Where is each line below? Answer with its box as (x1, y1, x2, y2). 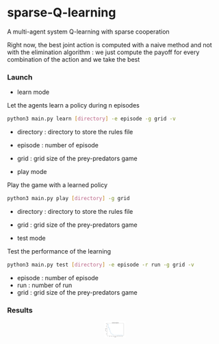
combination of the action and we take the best (7, 55, 140, 63)
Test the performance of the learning (7, 247, 112, 255)
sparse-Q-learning (7, 5, 116, 21)
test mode (16, 234, 46, 242)
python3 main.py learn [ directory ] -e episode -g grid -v (7, 115, 176, 123)
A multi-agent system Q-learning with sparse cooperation (7, 27, 170, 36)
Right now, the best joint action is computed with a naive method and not (7, 40, 212, 49)
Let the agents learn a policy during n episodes (7, 101, 140, 110)
